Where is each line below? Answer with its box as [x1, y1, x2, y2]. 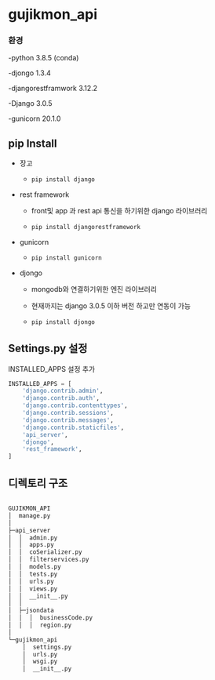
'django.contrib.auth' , [22, 395, 100, 402]
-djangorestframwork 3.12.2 [8, 84, 98, 93]
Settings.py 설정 [8, 342, 88, 355]
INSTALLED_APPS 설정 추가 [8, 364, 96, 373]
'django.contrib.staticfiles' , [22, 424, 125, 431]
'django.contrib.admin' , [22, 387, 104, 395]
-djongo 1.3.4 [8, 68, 51, 78]
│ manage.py [8, 511, 51, 519]
